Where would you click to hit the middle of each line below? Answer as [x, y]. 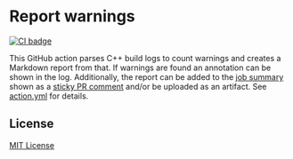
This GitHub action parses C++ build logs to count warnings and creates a [145, 58]
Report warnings [72, 16]
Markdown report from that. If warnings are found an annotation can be [140, 68]
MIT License [32, 145]
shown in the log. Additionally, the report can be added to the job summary [146, 76]
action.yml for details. [49, 96]
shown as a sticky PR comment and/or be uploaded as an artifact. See [138, 86]
